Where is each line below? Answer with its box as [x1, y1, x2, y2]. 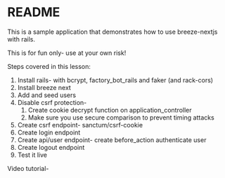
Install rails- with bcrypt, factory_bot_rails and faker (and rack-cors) [17, 75, 213, 84]
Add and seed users [17, 91, 76, 99]
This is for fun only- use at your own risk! [7, 49, 127, 57]
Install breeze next [17, 83, 72, 91]
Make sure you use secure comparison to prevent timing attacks [27, 113, 214, 122]
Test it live [17, 151, 48, 159]
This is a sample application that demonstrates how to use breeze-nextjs [7, 27, 218, 36]
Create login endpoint [17, 128, 81, 136]
